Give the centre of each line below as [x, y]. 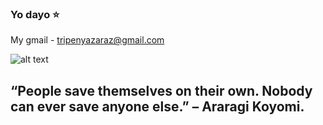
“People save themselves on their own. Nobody [161, 90]
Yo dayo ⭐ [35, 14]
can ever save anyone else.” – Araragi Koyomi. [157, 106]
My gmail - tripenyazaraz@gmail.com [87, 40]
